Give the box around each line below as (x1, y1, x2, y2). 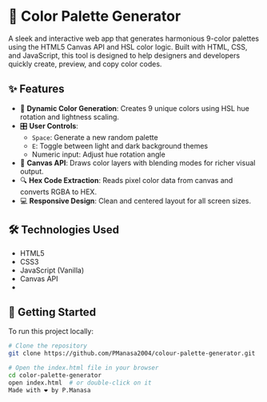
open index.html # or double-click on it (8, 379, 152, 387)
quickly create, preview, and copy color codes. (8, 59, 162, 69)
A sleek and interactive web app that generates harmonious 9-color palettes (8, 34, 260, 43)
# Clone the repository (8, 342, 88, 350)
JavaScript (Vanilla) (19, 265, 85, 275)
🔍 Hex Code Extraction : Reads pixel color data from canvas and (19, 175, 233, 185)
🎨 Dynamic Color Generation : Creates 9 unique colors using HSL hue (19, 103, 249, 113)
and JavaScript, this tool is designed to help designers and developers (8, 50, 241, 60)
